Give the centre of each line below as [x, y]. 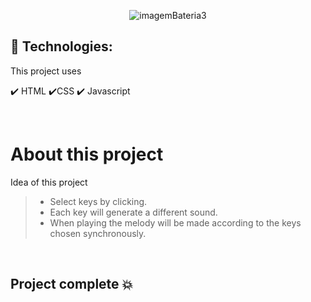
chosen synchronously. [98, 233]
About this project [87, 154]
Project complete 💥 [72, 284]
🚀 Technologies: [61, 46]
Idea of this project [49, 182]
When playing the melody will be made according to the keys [175, 222]
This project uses [46, 71]
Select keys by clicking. [98, 201]
